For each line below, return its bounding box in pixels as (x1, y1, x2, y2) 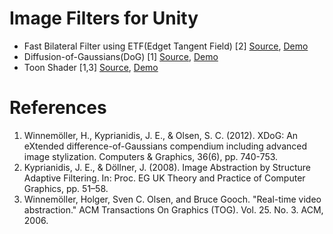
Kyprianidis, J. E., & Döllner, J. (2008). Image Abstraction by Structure (23, 161, 311, 173)
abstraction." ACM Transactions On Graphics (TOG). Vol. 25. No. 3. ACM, (23, 203, 324, 216)
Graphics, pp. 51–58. (23, 182, 109, 194)
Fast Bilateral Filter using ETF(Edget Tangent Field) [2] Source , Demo (23, 40, 309, 52)
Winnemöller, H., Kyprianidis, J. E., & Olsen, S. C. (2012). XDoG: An (23, 129, 299, 141)
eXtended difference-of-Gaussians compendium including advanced (23, 140, 308, 152)
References (9, 97, 107, 119)
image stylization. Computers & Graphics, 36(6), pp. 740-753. (23, 150, 279, 162)
